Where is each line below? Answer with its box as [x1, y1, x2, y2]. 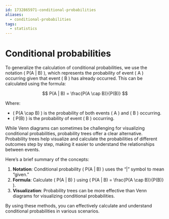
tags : [5, 21, 17, 27]
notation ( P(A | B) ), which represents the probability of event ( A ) [5, 70, 144, 76]
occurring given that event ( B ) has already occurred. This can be [5, 75, 143, 81]
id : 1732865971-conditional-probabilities [5, 7, 96, 13]
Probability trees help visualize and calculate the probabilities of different [5, 136, 158, 142]
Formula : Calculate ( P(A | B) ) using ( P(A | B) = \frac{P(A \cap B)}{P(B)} [12, 177, 164, 183]
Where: [5, 100, 21, 106]
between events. [5, 147, 40, 153]
